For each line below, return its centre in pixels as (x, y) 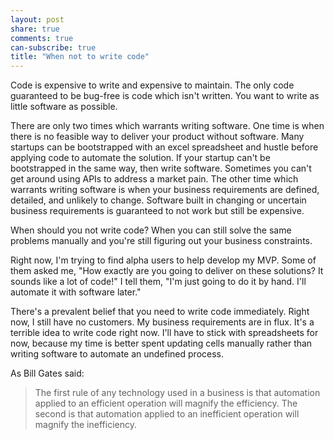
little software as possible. (64, 107)
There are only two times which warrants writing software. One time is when (167, 126)
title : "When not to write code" (80, 57)
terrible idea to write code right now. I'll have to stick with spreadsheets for (164, 333)
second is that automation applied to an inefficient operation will (167, 414)
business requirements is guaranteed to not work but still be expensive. (157, 211)
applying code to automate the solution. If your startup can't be (140, 158)
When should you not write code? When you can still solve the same (151, 230)
